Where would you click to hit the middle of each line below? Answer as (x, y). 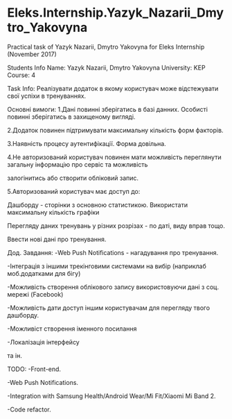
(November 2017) (32, 54)
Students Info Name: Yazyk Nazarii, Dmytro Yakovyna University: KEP (106, 67)
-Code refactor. (29, 409)
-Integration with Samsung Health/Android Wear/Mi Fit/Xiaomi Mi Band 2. (111, 396)
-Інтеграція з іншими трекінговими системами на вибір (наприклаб (107, 266)
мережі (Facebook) (35, 294)
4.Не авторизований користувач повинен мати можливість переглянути (114, 157)
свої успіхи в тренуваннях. (47, 96)
